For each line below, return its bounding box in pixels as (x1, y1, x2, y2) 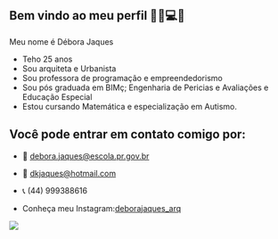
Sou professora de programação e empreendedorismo (21, 72, 223, 83)
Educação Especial (21, 91, 93, 102)
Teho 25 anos (21, 54, 73, 64)
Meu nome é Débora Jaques (9, 36, 114, 47)
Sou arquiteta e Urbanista (21, 62, 117, 74)
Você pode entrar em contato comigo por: (9, 127, 247, 142)
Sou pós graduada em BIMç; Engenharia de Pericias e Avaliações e (21, 82, 269, 93)
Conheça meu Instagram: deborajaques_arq (21, 202, 181, 213)
